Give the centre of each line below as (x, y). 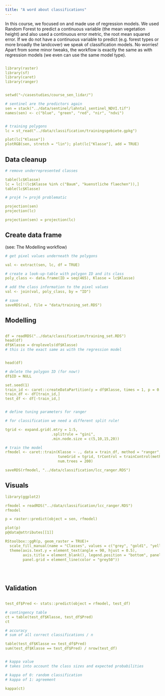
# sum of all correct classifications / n (49, 635)
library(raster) (22, 68)
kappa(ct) (15, 688)
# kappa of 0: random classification (44, 675)
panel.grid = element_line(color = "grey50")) (71, 560)
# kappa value (20, 662)
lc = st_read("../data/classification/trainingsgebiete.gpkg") (71, 131)
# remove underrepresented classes (41, 171)
